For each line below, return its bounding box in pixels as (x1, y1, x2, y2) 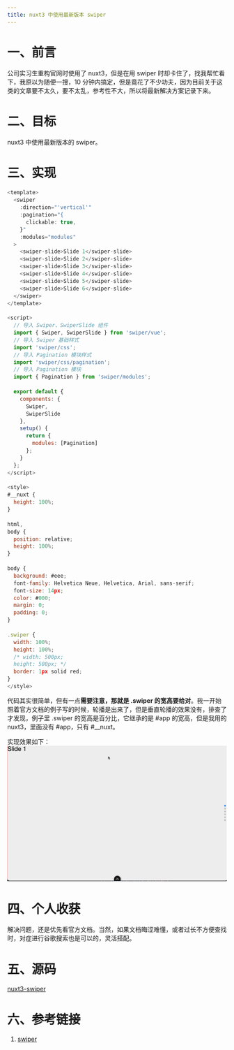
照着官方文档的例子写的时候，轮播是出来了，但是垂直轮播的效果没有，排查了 (7, 705, 227, 713)
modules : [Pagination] (32, 440, 98, 447)
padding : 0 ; (13, 609, 49, 616)
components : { (19, 395, 61, 402)
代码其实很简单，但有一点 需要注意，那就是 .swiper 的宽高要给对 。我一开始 (7, 696, 221, 705)
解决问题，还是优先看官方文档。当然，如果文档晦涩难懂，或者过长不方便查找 (7, 926, 227, 934)
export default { (13, 388, 64, 395)
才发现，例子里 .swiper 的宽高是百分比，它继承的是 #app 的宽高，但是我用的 (7, 713, 227, 722)
